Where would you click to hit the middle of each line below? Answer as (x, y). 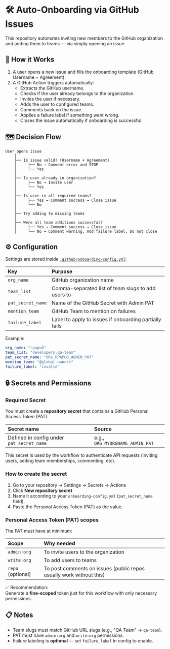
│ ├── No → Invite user (44, 182)
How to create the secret (36, 474)
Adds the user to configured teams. (57, 104)
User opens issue (24, 151)
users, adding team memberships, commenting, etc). (60, 461)
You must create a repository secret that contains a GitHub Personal (77, 411)
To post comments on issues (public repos (94, 569)
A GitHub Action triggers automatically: (53, 82)
